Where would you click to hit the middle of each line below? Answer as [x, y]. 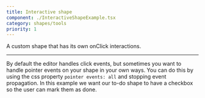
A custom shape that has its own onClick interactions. [74, 46]
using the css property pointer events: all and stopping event [86, 77]
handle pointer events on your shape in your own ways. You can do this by [100, 70]
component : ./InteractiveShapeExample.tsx [61, 18]
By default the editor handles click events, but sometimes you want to [94, 64]
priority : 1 [21, 29]
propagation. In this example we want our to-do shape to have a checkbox [100, 83]
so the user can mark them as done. [52, 89]
